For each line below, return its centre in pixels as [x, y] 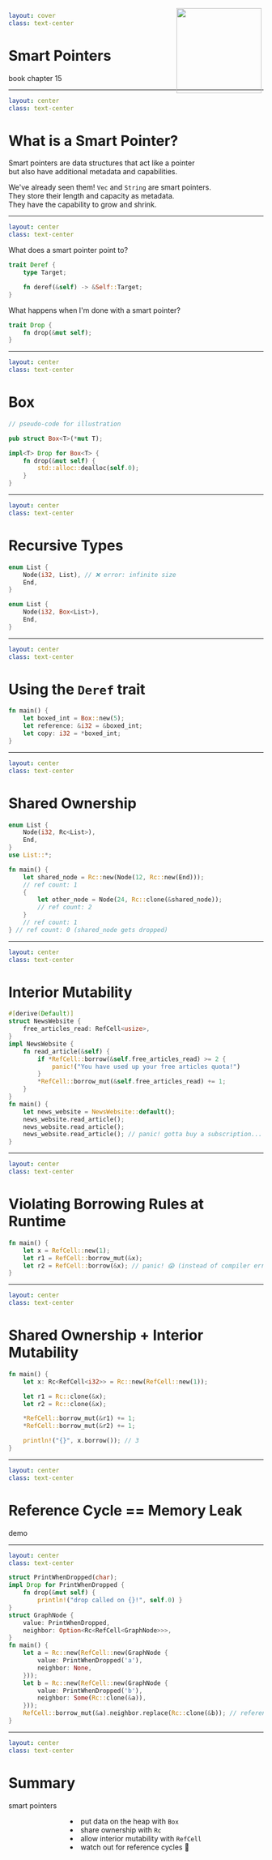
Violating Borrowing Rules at [106, 1204]
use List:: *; [30, 855]
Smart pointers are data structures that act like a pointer [102, 163]
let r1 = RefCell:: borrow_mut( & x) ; [83, 1258]
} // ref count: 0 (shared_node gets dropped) [88, 930]
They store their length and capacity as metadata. [91, 196]
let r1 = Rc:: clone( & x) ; [65, 1396]
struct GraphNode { [41, 1615]
